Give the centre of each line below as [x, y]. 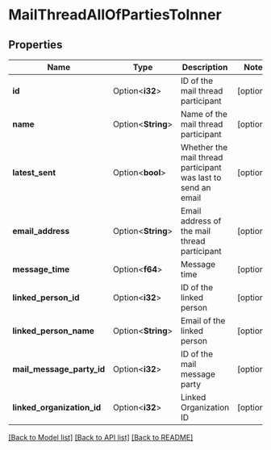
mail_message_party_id [59, 369]
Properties [35, 45]
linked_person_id [46, 298]
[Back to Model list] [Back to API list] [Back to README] [101, 437]
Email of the [203, 321]
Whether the [204, 147]
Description [205, 67]
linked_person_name [54, 331]
